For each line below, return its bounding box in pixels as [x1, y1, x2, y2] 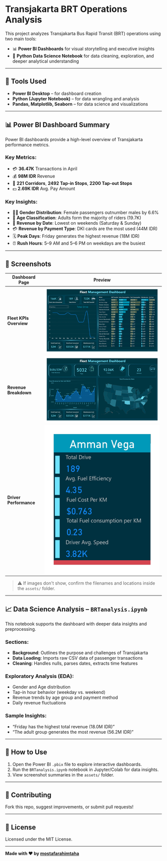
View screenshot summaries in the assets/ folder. [12, 772, 114, 777]
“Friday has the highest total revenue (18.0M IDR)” [12, 723, 115, 729]
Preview [93, 277, 111, 283]
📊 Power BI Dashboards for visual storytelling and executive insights [12, 46, 155, 52]
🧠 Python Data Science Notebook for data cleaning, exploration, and [12, 53, 154, 59]
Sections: [5, 638, 29, 645]
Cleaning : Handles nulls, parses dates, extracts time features [12, 660, 138, 667]
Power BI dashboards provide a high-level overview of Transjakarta [5, 136, 143, 142]
